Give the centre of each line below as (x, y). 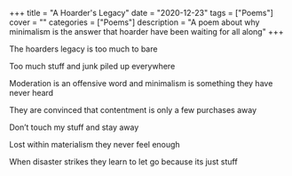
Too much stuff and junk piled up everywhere (92, 66)
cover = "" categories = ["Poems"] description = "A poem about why (134, 22)
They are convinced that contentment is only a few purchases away (133, 110)
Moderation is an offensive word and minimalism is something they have (141, 83)
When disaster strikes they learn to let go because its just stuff (123, 162)
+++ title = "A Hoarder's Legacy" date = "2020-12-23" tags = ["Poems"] (141, 13)
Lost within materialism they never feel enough (95, 144)
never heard (32, 93)
